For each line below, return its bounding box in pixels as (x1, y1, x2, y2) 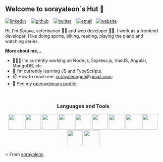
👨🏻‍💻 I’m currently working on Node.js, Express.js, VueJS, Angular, (12, 57, 148, 63)
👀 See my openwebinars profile (12, 80, 77, 87)
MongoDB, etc (12, 62, 42, 68)
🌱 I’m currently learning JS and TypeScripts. (12, 68, 103, 74)
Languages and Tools (56, 103, 110, 109)
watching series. (5, 38, 39, 44)
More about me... (5, 48, 42, 54)
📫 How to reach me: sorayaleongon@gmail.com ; (12, 73, 113, 79)
